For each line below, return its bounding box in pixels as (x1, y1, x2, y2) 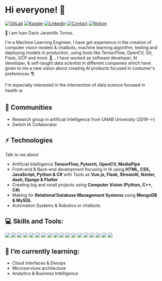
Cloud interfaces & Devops (12, 260, 66, 266)
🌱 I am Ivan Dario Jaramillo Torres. (5, 30, 74, 36)
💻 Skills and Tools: (5, 217, 64, 225)
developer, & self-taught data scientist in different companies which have (5, 60, 151, 66)
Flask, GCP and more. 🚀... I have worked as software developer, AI (5, 55, 137, 60)
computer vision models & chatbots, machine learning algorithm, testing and (5, 44, 158, 50)
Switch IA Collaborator (12, 121, 57, 127)
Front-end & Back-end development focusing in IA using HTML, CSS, (12, 166, 150, 172)
